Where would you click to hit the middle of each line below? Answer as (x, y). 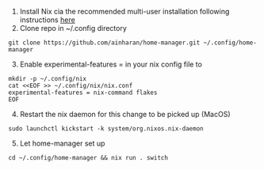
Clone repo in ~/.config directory (73, 28)
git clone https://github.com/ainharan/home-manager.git (104, 43)
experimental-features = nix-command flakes (83, 93)
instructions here (47, 20)
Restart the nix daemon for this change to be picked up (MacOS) (125, 114)
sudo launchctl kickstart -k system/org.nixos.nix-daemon (106, 129)
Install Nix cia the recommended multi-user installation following (124, 11)
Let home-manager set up (62, 143)
